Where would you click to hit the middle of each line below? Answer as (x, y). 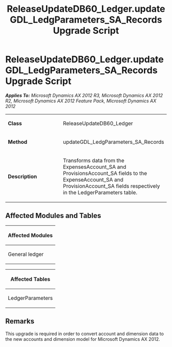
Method (18, 142)
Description (23, 176)
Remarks (20, 321)
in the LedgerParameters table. (100, 192)
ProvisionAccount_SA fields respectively (112, 186)
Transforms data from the (94, 160)
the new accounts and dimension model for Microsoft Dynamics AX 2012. (83, 339)
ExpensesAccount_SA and (95, 167)
